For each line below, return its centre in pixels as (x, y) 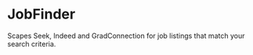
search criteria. (32, 43)
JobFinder (42, 14)
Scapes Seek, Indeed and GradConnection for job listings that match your (126, 36)
